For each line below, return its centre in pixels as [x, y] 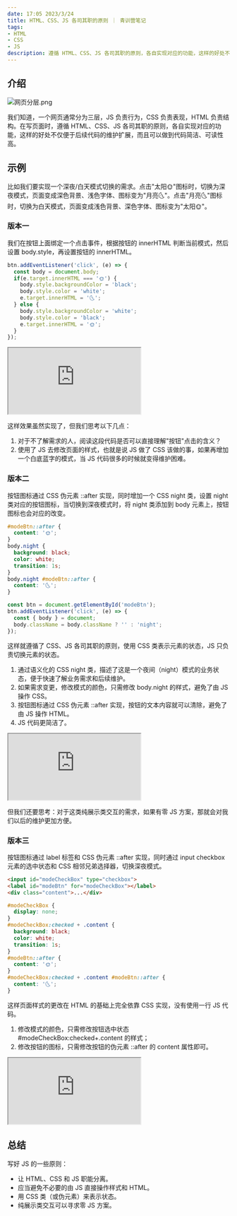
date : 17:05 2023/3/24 [41, 14]
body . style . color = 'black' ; [63, 318]
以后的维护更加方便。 [44, 820]
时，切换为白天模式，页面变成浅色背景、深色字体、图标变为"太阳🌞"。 [109, 206]
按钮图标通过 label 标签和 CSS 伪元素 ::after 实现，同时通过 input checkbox [116, 857]
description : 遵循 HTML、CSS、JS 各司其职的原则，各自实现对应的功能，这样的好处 [116, 54]
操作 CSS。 [34, 696]
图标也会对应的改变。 [38, 513]
